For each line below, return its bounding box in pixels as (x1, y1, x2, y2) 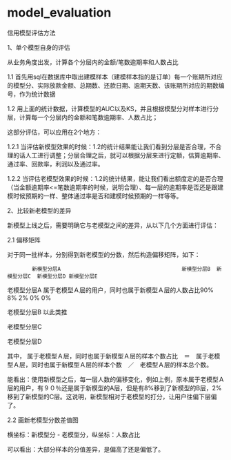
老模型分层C (7, 323, 43, 331)
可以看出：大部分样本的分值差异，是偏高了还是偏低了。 (7, 445, 164, 453)
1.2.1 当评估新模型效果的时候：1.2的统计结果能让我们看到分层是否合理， (7, 142, 210, 151)
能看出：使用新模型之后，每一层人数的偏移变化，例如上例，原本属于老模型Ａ (7, 375, 225, 383)
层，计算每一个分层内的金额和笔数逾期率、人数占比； (7, 113, 159, 122)
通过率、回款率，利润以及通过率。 (7, 160, 104, 168)
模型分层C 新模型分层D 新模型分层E (7, 273, 98, 280)
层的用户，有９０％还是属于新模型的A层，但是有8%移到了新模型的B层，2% (7, 383, 222, 392)
